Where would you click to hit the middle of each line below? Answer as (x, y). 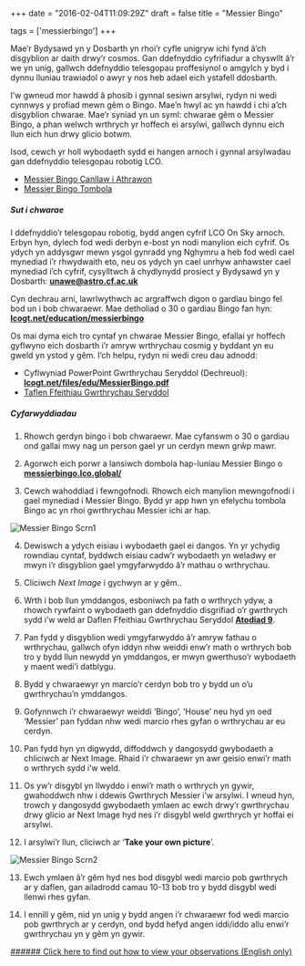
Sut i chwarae (37, 210)
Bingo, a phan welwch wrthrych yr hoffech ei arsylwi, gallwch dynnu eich (147, 124)
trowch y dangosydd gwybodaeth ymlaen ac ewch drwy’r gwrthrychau (156, 805)
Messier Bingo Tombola (68, 189)
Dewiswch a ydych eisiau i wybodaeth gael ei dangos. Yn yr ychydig (152, 545)
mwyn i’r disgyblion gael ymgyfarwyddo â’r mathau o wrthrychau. (147, 565)
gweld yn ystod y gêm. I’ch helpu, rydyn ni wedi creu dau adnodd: (134, 355)
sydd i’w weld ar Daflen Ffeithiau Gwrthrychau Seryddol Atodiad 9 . (149, 619)
